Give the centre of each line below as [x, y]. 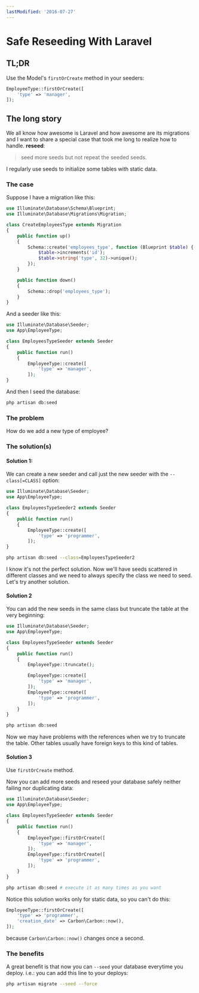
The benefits [25, 953]
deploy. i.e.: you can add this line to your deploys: [67, 973]
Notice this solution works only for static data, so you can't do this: [88, 899]
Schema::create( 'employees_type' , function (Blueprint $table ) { [111, 247]
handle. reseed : [26, 146]
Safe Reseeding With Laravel [79, 41]
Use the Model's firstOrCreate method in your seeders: [75, 78]
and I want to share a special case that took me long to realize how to [91, 140]
